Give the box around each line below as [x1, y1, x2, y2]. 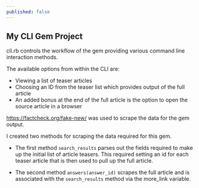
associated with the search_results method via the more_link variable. [15, 175, 191, 183]
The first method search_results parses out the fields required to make [15, 144, 193, 152]
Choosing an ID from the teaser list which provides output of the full [15, 83, 185, 91]
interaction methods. [6, 54, 58, 61]
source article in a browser [15, 103, 83, 110]
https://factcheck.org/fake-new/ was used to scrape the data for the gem [6, 114, 190, 122]
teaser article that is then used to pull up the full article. [15, 157, 153, 164]
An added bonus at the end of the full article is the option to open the [15, 96, 188, 103]
